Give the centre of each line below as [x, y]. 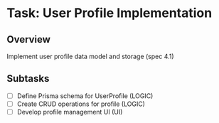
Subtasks [28, 79]
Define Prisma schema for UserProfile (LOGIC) [85, 96]
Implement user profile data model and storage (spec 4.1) [91, 56]
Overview [29, 39]
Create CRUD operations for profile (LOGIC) [81, 104]
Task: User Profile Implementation [109, 13]
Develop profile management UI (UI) [70, 112]
